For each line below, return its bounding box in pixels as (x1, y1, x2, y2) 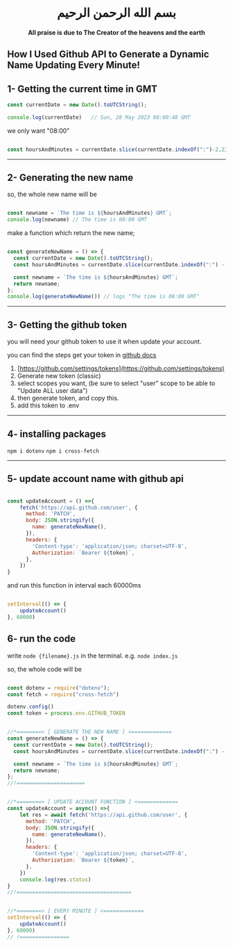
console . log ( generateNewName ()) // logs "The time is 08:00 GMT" (7, 293, 200, 300)
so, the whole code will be (7, 665, 82, 673)
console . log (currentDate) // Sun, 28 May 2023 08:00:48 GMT (7, 113, 191, 121)
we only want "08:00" (7, 127, 70, 135)
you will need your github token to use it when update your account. (7, 337, 202, 346)
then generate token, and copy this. (17, 394, 119, 403)
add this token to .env (17, 401, 80, 410)
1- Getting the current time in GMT (7, 83, 158, 95)
